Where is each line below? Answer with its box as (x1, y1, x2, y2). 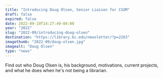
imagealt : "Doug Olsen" (5, 44, 55, 49)
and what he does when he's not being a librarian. (5, 67, 108, 73)
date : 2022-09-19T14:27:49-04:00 (5, 21, 75, 26)
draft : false (5, 12, 32, 17)
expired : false (5, 16, 37, 21)
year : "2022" (5, 26, 32, 31)
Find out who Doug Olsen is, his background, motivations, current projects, (5, 62, 159, 68)
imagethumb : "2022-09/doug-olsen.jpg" (5, 39, 85, 44)
